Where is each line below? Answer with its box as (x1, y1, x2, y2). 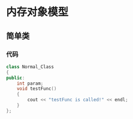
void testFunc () (17, 86, 57, 92)
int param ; (17, 81, 44, 86)
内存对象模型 (6, 5, 69, 19)
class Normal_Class (6, 63, 54, 70)
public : (6, 75, 25, 81)
